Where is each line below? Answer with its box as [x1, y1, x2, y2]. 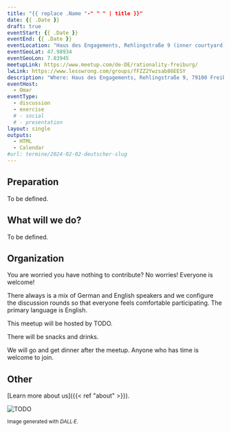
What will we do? [7, 215, 82, 226]
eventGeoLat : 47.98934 [7, 49, 72, 56]
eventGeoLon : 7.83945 [7, 55, 69, 62]
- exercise [13, 106, 45, 113]
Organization [7, 252, 64, 264]
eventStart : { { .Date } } [7, 29, 78, 36]
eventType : [7, 94, 38, 100]
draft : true [7, 23, 41, 30]
